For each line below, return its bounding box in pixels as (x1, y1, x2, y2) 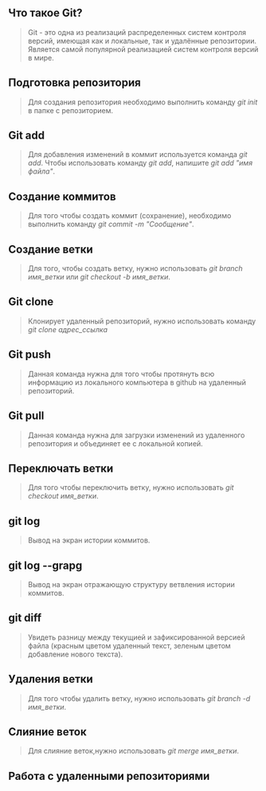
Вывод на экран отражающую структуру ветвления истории (27, 579, 235, 589)
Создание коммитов (8, 190, 116, 203)
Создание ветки (8, 242, 93, 256)
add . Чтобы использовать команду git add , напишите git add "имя (27, 159, 253, 168)
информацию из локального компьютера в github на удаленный (27, 378, 247, 387)
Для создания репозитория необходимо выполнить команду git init (27, 97, 258, 107)
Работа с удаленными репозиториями (8, 769, 210, 783)
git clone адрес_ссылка (27, 324, 108, 334)
